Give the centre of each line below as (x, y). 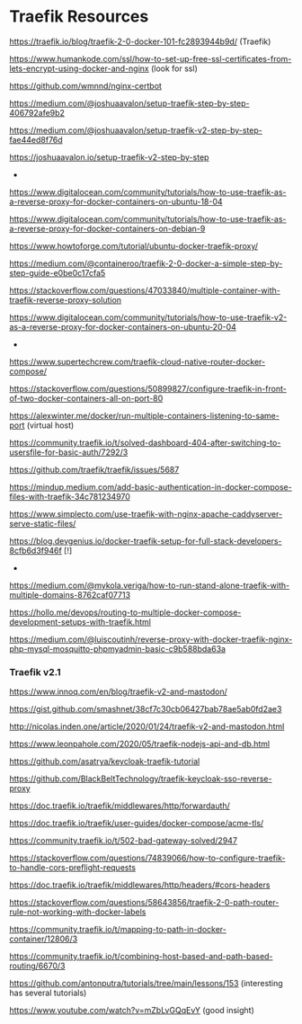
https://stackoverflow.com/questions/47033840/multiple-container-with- (145, 290)
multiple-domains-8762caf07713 (70, 594)
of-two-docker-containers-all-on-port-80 (86, 398)
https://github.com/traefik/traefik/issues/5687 (94, 469)
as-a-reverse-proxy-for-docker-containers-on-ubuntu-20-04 (123, 326)
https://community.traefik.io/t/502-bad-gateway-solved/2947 (124, 841)
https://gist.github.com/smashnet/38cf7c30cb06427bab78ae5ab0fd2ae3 (146, 709)
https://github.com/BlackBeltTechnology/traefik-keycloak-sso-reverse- (141, 779)
